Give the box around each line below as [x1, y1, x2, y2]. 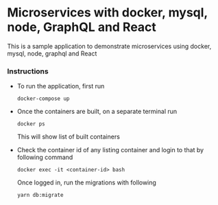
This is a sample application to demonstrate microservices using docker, [7, 42, 212, 50]
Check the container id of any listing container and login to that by [16, 146, 204, 154]
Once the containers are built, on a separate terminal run [16, 108, 178, 116]
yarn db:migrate [16, 192, 64, 199]
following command [16, 153, 73, 162]
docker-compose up [16, 95, 70, 102]
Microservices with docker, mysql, [7, 5, 208, 21]
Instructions [7, 67, 49, 76]
